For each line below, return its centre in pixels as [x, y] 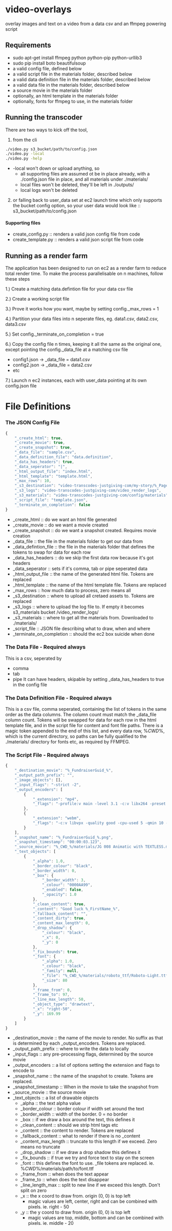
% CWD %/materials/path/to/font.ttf [57, 1169]
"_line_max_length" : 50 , [59, 1000]
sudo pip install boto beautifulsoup [49, 63]
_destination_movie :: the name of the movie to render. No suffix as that [88, 1038]
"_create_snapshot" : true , [43, 447]
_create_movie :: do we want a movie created [60, 525]
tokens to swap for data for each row [52, 552]
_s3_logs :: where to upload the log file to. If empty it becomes [78, 607]
